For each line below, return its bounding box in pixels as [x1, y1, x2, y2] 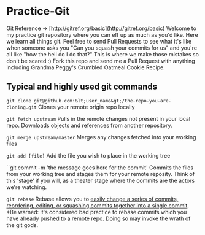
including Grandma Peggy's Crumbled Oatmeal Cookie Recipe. [6, 63, 166, 71]
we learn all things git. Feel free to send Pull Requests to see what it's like [6, 37, 192, 45]
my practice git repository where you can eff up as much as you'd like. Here [6, 31, 198, 38]
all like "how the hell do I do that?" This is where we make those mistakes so [6, 50, 199, 58]
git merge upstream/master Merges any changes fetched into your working [6, 133, 196, 141]
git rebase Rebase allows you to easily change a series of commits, [6, 195, 179, 202]
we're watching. [6, 183, 47, 191]
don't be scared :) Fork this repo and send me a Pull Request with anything [6, 57, 195, 64]
